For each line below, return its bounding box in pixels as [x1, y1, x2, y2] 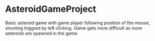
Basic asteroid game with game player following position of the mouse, [5, 20, 150, 26]
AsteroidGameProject [5, 3, 96, 15]
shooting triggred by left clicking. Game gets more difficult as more [5, 25, 143, 31]
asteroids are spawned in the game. [5, 30, 78, 36]
